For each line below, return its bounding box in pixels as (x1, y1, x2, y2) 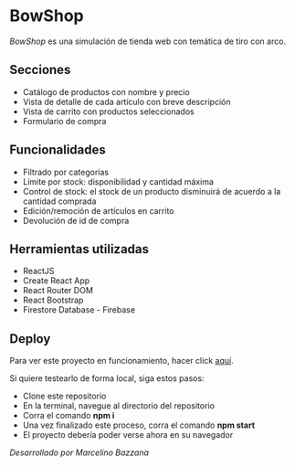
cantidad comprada (22, 196, 97, 207)
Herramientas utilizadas (9, 241, 149, 257)
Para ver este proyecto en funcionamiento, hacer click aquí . (9, 356, 235, 366)
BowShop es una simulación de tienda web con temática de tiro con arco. (9, 36, 286, 47)
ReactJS (22, 266, 55, 277)
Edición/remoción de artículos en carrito (22, 205, 174, 216)
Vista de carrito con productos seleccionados (22, 106, 195, 117)
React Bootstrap (22, 294, 84, 306)
